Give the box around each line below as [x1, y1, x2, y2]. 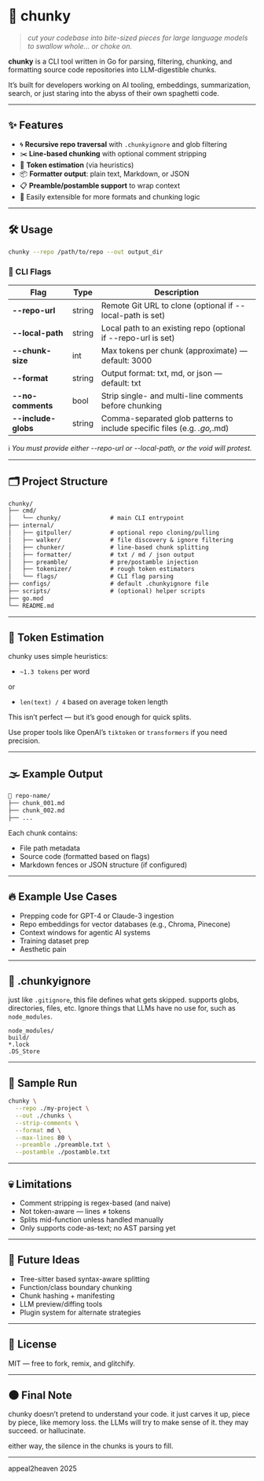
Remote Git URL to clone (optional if [101, 300, 233, 311]
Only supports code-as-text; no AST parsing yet [19, 1223, 176, 1233]
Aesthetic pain [19, 944, 67, 953]
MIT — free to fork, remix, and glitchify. [8, 1358, 135, 1368]
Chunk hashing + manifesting [19, 1291, 115, 1300]
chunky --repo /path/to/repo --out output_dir [8, 247, 163, 256]
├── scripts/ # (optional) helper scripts [8, 587, 206, 595]
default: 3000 [101, 355, 152, 366]
